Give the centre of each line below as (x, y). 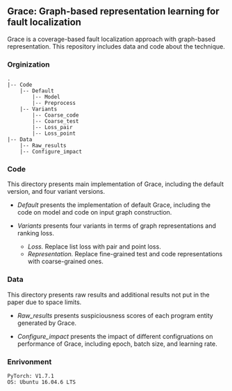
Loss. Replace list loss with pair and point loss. (94, 247)
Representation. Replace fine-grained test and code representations (125, 254)
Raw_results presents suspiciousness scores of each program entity (115, 315)
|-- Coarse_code (56, 115)
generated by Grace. (47, 323)
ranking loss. (35, 233)
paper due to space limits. (44, 302)
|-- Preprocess (54, 103)
